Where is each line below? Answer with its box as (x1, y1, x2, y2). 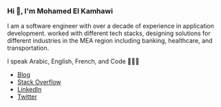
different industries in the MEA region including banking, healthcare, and (7, 37, 213, 45)
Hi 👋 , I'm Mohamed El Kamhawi (7, 6, 114, 16)
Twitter (17, 93, 38, 101)
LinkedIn (17, 86, 42, 94)
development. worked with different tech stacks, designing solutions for (7, 29, 211, 37)
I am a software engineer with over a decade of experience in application (7, 22, 215, 30)
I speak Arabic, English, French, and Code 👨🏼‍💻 (7, 57, 140, 66)
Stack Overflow (17, 78, 62, 86)
